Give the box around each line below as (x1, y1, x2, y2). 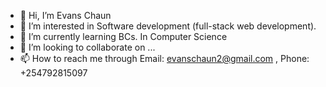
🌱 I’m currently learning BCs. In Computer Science (19, 31, 228, 42)
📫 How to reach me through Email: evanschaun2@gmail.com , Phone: (19, 53, 310, 64)
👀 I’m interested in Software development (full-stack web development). (19, 20, 317, 32)
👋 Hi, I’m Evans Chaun (19, 10, 112, 21)
